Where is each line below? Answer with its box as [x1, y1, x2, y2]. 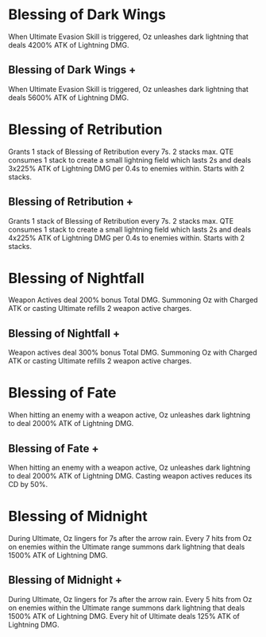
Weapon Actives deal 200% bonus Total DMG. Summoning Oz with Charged [8, 295, 258, 305]
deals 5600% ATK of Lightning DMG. [8, 93, 129, 102]
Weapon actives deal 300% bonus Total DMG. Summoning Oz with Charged [8, 347, 257, 358]
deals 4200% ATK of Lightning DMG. [8, 40, 129, 49]
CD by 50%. [8, 480, 48, 489]
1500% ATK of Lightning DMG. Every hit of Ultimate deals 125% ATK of [8, 611, 241, 620]
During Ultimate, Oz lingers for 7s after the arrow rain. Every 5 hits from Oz [8, 594, 253, 604]
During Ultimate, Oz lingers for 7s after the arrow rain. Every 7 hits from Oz [8, 533, 253, 543]
